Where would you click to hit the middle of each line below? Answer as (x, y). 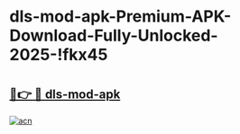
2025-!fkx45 (59, 55)
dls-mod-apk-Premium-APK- (120, 17)
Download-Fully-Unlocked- (114, 36)
